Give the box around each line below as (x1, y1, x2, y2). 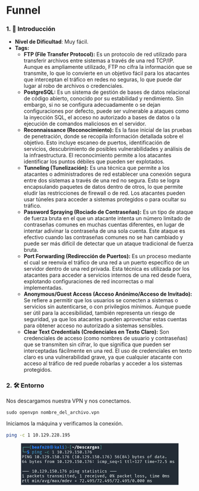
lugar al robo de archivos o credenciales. (23, 83, 124, 90)
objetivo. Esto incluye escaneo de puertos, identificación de (23, 139, 170, 146)
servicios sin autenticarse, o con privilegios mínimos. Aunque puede (23, 303, 191, 311)
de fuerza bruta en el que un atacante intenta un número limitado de (23, 215, 191, 222)
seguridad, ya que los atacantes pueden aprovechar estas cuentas (23, 316, 187, 323)
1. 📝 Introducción (6, 25, 55, 33)
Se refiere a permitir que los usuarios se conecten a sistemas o (23, 297, 178, 304)
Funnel (6, 4, 41, 17)
